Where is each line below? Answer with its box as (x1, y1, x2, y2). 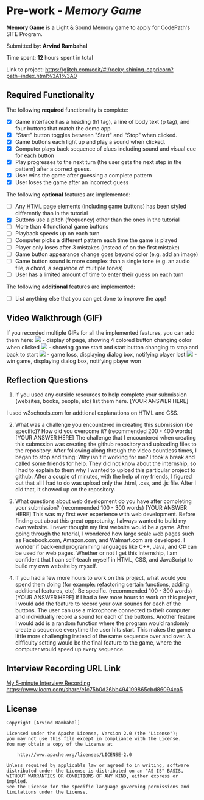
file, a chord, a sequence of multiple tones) (15, 264, 124, 271)
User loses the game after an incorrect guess (15, 179, 129, 186)
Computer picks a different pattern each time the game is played (15, 237, 178, 244)
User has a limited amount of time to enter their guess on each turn (15, 271, 184, 278)
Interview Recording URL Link (6, 663, 121, 674)
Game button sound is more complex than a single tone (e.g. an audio (15, 257, 190, 265)
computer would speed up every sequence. (15, 646, 125, 653)
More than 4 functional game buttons (15, 223, 109, 230)
